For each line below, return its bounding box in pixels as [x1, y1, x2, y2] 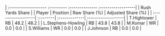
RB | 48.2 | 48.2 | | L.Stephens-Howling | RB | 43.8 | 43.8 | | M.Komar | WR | [5, 20, 159, 26]
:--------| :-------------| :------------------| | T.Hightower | [37, 15, 157, 20]
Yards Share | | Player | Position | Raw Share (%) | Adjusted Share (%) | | [5, 10, 152, 16]
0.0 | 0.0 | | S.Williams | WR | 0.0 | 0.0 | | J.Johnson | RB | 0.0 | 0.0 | [5, 25, 141, 31]
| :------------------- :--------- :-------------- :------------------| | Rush [5, 5, 151, 10]
